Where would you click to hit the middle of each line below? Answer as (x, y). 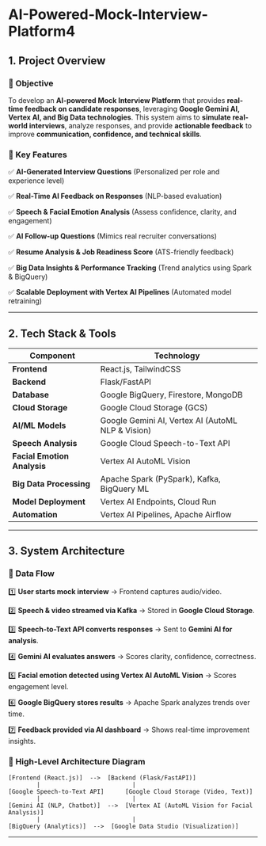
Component (52, 356)
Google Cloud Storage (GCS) (154, 407)
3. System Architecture (66, 551)
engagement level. (38, 686)
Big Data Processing (51, 483)
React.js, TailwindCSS (141, 368)
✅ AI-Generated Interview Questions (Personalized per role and (114, 172)
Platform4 (42, 31)
